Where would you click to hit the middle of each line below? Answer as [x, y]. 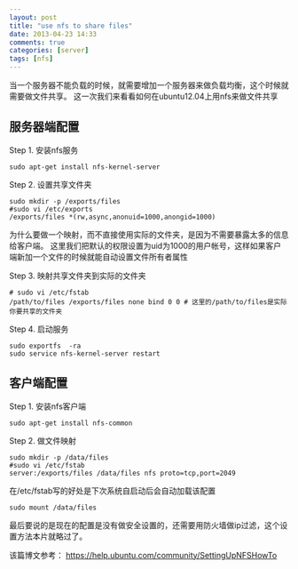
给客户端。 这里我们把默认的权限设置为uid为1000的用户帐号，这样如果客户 [145, 245]
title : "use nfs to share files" [71, 26]
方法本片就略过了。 [51, 536]
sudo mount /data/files [53, 508]
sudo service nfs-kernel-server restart [85, 353]
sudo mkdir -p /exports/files [65, 201]
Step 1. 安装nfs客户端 [48, 406]
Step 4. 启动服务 [39, 329]
